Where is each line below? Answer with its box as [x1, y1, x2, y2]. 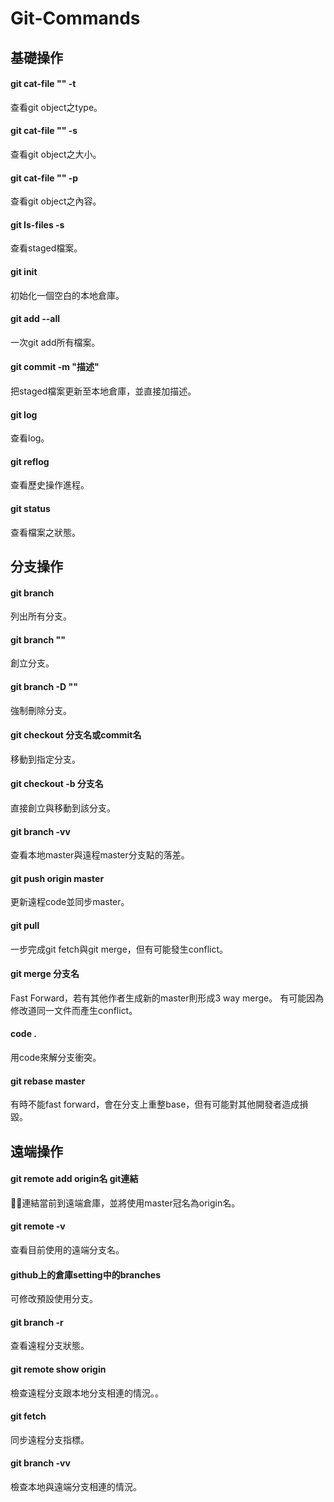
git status [10, 503, 51, 514]
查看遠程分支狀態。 [10, 1340, 90, 1352]
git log [10, 408, 38, 421]
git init [10, 265, 38, 277]
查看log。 [10, 432, 50, 444]
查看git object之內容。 [10, 195, 102, 207]
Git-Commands [10, 7, 141, 30]
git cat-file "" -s [10, 125, 78, 137]
